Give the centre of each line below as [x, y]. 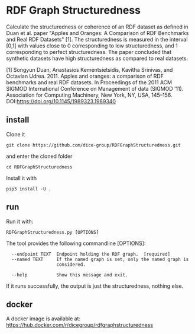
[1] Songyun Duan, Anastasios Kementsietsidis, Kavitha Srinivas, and [90, 69]
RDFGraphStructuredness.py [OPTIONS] [53, 232]
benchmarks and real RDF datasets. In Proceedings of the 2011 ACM [89, 82]
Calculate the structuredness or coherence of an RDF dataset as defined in [97, 27]
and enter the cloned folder [39, 156]
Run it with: [20, 221]
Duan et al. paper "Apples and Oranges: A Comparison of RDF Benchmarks [97, 33]
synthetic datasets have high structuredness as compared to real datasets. [97, 58]
